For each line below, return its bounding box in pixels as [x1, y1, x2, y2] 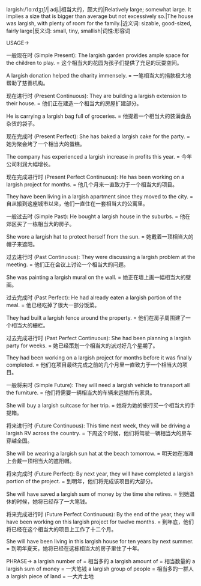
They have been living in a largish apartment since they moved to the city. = [6, 193, 194, 200]
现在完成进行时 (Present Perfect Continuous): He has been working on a [6, 174, 185, 180]
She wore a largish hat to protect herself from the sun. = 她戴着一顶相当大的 [6, 233, 194, 240]
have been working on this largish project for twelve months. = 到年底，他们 [6, 518, 194, 525]
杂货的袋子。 [6, 120, 38, 127]
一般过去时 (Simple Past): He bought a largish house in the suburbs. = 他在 [6, 213, 191, 220]
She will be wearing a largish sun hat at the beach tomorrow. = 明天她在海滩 [6, 450, 194, 457]
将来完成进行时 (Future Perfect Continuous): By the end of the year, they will [6, 511, 195, 517]
